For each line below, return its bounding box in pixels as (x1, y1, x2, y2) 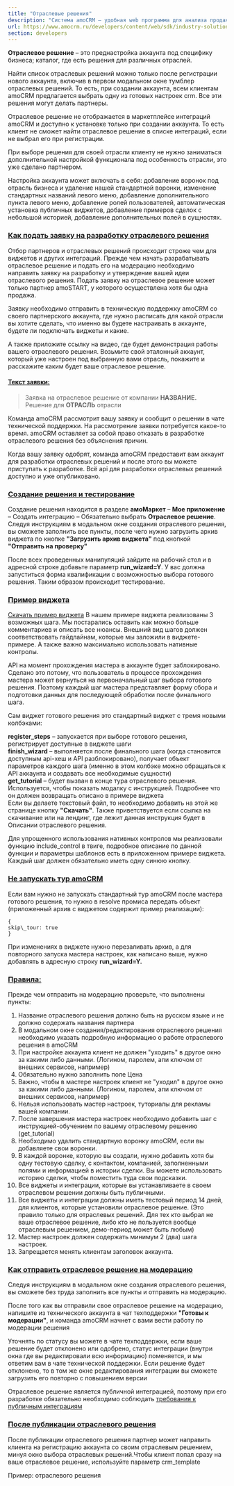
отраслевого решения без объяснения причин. (8, 436, 149, 445)
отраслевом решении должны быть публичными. (17, 1188, 165, 1196)
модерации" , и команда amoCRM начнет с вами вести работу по (8, 1316, 203, 1325)
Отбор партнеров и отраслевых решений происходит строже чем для (8, 246, 217, 254)
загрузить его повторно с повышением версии (8, 1374, 148, 1382)
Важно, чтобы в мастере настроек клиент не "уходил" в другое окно (17, 1077, 224, 1086)
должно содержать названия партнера (17, 1018, 135, 1027)
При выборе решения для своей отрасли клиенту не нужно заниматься (8, 148, 222, 156)
